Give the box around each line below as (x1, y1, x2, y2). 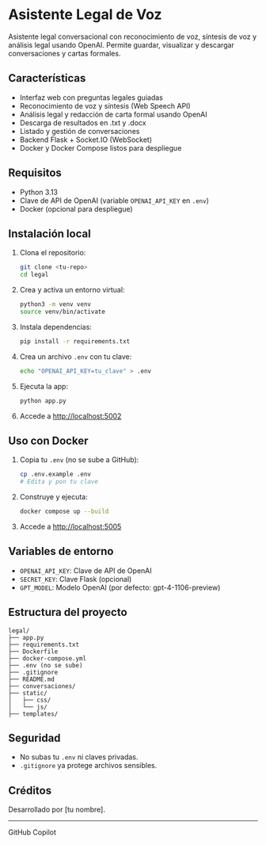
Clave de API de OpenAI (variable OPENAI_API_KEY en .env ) (19, 196, 210, 205)
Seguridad (8, 731, 61, 744)
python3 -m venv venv (19, 300, 92, 308)
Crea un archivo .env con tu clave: (19, 351, 132, 361)
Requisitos (8, 166, 62, 180)
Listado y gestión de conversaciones (19, 126, 140, 136)
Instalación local (8, 227, 91, 240)
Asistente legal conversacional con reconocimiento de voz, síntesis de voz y (8, 32, 257, 41)
